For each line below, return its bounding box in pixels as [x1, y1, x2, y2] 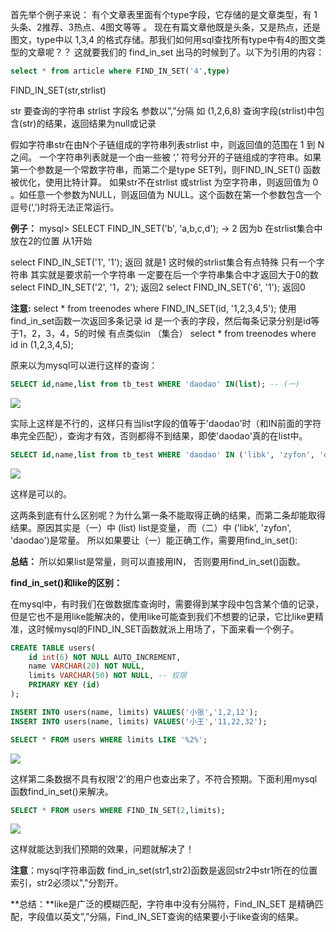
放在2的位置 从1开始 [10, 234, 93, 247]
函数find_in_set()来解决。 [10, 785, 114, 797]
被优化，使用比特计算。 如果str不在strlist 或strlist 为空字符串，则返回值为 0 [10, 176, 319, 188]
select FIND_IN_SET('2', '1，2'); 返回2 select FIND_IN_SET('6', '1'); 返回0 [10, 281, 306, 293]
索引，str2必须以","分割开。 [10, 877, 124, 889]
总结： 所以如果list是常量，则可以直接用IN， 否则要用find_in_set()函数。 [10, 555, 306, 567]
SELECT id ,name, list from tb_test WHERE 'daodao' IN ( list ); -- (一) [10, 379, 301, 389]
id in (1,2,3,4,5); [10, 338, 74, 350]
